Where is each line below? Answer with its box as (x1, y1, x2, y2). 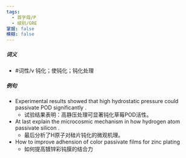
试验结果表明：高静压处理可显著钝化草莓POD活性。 (24, 111, 152, 118)
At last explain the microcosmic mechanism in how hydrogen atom (14, 118, 181, 125)
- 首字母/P (11, 14, 36, 21)
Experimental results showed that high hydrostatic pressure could (14, 98, 179, 105)
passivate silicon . (14, 124, 60, 131)
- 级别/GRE (11, 20, 37, 26)
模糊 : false (6, 31, 34, 37)
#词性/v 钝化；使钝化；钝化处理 (14, 67, 94, 74)
